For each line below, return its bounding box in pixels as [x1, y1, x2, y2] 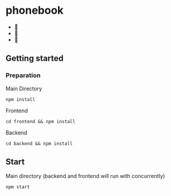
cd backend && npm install [5, 140, 73, 146]
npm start [5, 184, 30, 190]
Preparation [5, 71, 41, 79]
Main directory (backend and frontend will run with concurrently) [5, 173, 166, 180]
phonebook [5, 4, 64, 17]
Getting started [5, 53, 64, 63]
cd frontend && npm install [5, 118, 76, 124]
